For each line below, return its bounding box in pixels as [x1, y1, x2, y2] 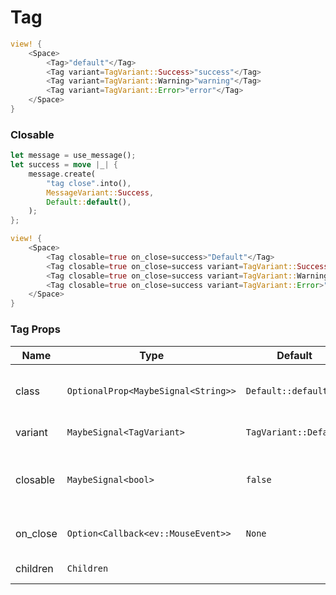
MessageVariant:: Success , [46, 187, 155, 198]
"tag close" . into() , [46, 178, 132, 188]
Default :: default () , [46, 197, 132, 207]
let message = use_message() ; [10, 151, 137, 161]
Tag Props [10, 322, 61, 336]
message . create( [28, 169, 97, 179]
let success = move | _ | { [10, 160, 118, 170]
